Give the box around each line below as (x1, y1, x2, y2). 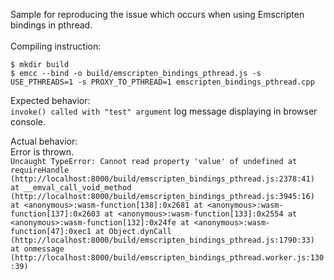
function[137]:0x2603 (10, 209, 101, 219)
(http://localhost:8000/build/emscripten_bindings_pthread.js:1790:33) (10, 235, 315, 245)
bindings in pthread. (10, 19, 93, 31)
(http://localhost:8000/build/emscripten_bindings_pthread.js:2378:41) (10, 174, 315, 184)
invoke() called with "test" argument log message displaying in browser (10, 105, 318, 117)
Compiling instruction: (10, 40, 102, 52)
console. (10, 116, 47, 128)
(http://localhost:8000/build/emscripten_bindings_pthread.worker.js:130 (10, 253, 325, 263)
